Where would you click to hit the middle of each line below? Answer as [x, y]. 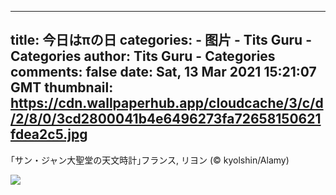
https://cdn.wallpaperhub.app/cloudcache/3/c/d [167, 103]
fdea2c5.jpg [49, 134]
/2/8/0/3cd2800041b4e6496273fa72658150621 [166, 119]
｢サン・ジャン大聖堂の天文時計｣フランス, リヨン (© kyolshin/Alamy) [150, 160]
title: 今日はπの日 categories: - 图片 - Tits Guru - [161, 40]
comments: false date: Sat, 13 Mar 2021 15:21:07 [163, 72]
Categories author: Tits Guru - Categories [143, 56]
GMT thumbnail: [62, 87]
